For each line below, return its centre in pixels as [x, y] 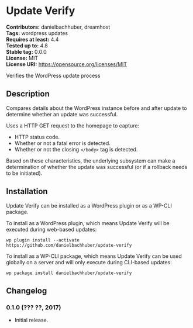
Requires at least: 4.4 [32, 39]
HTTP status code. [37, 137]
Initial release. [31, 320]
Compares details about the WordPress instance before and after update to [96, 108]
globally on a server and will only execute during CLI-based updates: [89, 262]
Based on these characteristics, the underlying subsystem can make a [91, 160]
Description [28, 94]
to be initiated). [24, 173]
